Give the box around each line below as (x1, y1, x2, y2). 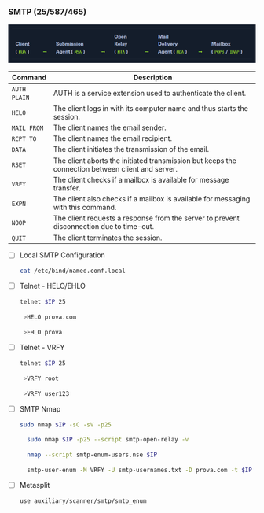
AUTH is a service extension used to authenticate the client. (53, 88, 247, 98)
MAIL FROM (11, 124, 44, 132)
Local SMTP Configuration (19, 250, 106, 260)
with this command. (53, 203, 117, 212)
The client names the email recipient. (53, 134, 173, 143)
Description (133, 73, 173, 83)
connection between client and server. (53, 164, 178, 173)
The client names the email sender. (53, 123, 167, 132)
